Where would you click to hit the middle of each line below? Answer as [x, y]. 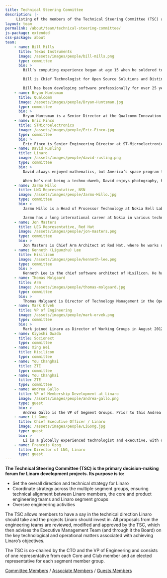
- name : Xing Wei [32, 347]
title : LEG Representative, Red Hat [56, 227]
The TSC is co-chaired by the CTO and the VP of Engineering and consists [82, 551]
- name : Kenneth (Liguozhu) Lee [47, 250]
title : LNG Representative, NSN [52, 190]
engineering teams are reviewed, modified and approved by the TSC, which [83, 525]
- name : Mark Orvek [34, 306]
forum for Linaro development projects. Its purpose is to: [65, 474]
